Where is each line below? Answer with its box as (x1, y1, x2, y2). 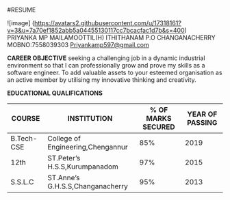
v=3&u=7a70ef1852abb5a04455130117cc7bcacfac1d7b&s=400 (7, 27, 185, 34)
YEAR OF (187, 109, 218, 119)
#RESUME (7, 6, 36, 14)
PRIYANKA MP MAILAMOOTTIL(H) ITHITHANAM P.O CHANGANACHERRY (7, 33, 216, 42)
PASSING (187, 118, 218, 127)
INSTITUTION (67, 114, 113, 123)
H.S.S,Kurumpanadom (47, 162, 118, 171)
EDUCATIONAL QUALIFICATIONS (7, 89, 103, 97)
